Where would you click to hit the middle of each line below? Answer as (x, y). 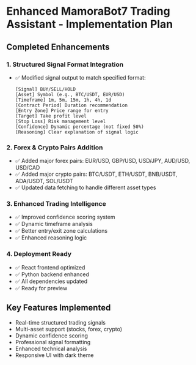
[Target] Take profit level (51, 116)
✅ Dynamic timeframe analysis (54, 224)
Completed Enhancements (58, 47)
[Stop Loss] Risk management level (60, 121)
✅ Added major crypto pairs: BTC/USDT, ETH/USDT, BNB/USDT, (96, 174)
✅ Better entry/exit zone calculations (61, 231)
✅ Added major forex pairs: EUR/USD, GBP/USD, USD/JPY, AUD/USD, (103, 161)
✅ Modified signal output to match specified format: (80, 77)
